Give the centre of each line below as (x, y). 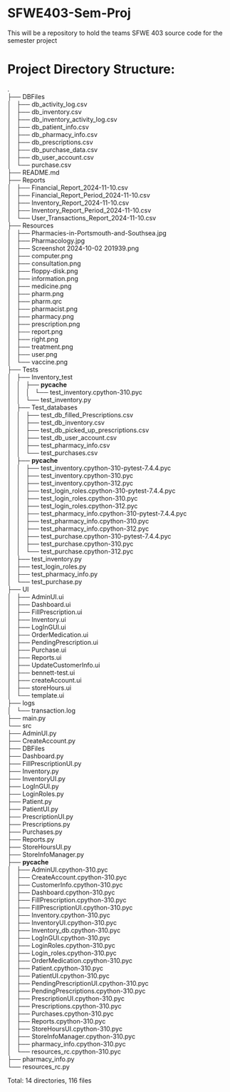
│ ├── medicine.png (40, 286)
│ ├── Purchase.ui (37, 650)
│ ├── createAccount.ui (45, 680)
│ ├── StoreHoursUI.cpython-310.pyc (65, 1029)
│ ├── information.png (43, 278)
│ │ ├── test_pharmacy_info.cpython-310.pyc (78, 521)
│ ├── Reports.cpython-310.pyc (57, 1021)
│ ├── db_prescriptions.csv (51, 142)
